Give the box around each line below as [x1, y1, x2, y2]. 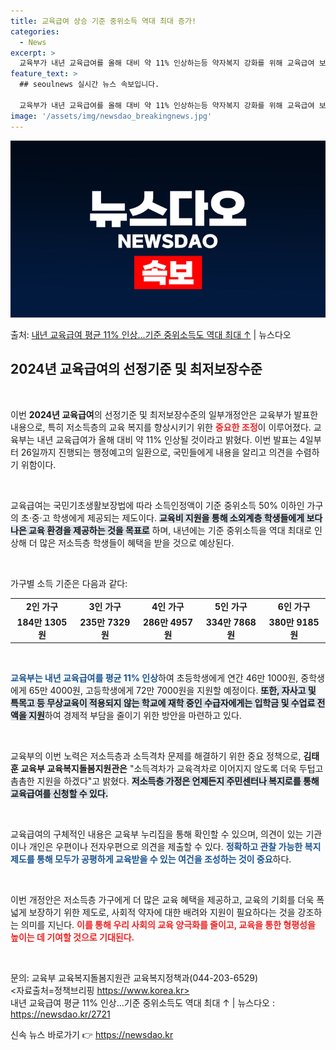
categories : [10, 26, 60, 37]
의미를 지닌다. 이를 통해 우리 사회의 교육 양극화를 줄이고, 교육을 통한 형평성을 [20, 919, 316, 931]
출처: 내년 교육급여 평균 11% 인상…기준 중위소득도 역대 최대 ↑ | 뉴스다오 [10, 329, 292, 340]
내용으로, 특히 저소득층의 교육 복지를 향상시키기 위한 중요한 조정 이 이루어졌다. [10, 421, 312, 433]
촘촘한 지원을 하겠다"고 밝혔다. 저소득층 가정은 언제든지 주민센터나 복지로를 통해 [10, 775, 320, 787]
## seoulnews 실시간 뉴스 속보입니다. [19, 80, 160, 90]
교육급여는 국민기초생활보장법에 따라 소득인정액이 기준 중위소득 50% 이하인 [10, 499, 305, 511]
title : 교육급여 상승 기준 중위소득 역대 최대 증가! [10, 16, 197, 26]
